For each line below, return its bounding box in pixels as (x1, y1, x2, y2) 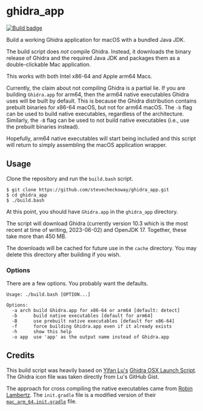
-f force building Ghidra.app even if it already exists (12, 324, 172, 330)
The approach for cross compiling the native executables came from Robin (6, 384, 193, 392)
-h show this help (12, 329, 72, 335)
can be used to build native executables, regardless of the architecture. (6, 110, 184, 117)
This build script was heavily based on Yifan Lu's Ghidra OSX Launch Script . (6, 366, 197, 374)
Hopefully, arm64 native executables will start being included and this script (6, 135, 196, 142)
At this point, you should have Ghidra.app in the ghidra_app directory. (6, 208, 179, 215)
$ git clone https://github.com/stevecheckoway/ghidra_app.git (6, 186, 170, 192)
